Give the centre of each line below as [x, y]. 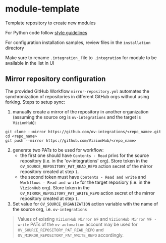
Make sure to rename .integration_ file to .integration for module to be [81, 57]
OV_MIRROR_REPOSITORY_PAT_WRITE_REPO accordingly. [71, 235]
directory [15, 48]
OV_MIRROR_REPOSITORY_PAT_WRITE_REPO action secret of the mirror [88, 193]
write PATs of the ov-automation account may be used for [77, 224]
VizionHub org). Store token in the [55, 187]
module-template [42, 9]
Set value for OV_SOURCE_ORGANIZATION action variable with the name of [85, 204]
